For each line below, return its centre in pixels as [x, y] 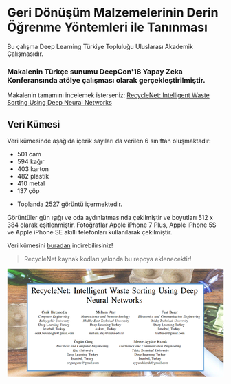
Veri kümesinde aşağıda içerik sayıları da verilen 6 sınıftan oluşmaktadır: [109, 141]
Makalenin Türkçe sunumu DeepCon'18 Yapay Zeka [95, 72]
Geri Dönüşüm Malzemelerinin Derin [113, 13]
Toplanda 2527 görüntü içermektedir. [69, 204]
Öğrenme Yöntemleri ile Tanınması [108, 27]
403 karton [33, 169]
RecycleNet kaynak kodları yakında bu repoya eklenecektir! [108, 259]
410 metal [31, 183]
